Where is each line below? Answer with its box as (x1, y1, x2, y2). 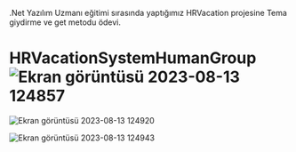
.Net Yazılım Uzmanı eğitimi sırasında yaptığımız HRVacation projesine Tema (9, 8, 287, 18)
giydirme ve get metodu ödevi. (9, 17, 122, 28)
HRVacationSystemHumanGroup (9, 48, 257, 68)
